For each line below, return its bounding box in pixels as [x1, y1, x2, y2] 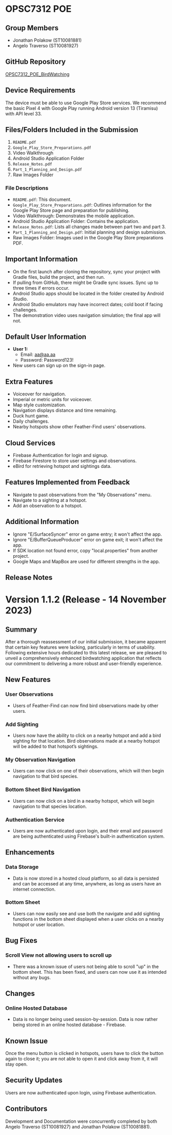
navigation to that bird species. [12, 773, 79, 780]
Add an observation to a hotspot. [12, 502, 83, 508]
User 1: [12, 346, 28, 352]
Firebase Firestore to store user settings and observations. [12, 458, 137, 464]
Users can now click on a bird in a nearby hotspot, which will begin [12, 798, 155, 804]
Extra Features [5, 377, 53, 386]
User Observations [5, 691, 54, 698]
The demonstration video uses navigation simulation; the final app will [12, 312, 161, 318]
